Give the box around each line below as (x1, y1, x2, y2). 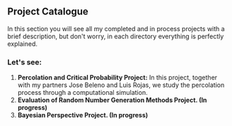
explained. (7, 39, 37, 48)
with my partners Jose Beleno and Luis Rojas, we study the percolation (17, 81, 225, 89)
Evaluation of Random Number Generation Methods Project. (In (17, 96, 207, 105)
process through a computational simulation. (17, 88, 148, 97)
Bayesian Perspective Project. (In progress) (17, 111, 149, 120)
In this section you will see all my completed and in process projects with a (7, 24, 225, 33)
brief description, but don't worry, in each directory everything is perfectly (7, 32, 224, 40)
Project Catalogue (7, 6, 88, 18)
